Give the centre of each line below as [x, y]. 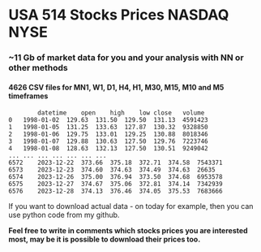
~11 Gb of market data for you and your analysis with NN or [126, 58]
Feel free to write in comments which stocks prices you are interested [128, 231]
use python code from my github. [64, 215]
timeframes [28, 96]
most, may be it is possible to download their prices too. [105, 239]
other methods [38, 68]
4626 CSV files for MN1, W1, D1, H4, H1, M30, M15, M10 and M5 [116, 87]
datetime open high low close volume [121, 113]
